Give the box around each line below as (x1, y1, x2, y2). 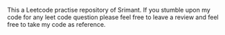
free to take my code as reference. (7, 21, 106, 28)
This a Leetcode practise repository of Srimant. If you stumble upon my (7, 6, 211, 14)
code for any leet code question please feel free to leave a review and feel (7, 13, 219, 21)
